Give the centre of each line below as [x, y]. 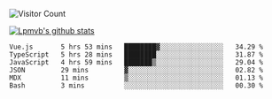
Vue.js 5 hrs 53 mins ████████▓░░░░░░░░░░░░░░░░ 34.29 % [136, 47]
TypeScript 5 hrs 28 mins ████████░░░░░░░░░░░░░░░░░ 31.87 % [136, 55]
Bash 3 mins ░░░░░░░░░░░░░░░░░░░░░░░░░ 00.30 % [136, 86]
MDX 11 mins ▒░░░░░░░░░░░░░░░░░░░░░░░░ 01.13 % [136, 78]
